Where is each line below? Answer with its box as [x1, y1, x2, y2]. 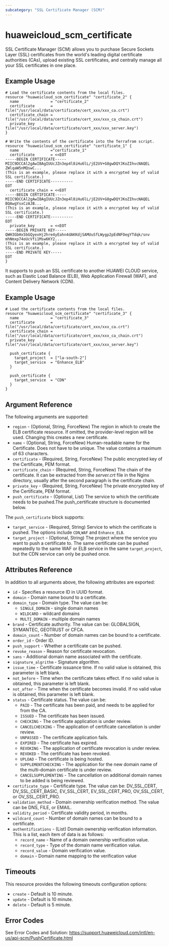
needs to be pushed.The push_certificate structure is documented [12, 499, 150, 505]
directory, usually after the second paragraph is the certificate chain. [12, 478, 155, 483]
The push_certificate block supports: [5, 514, 85, 520]
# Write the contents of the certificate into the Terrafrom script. [5, 139, 155, 144]
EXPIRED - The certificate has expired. [20, 740, 98, 746]
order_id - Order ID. [12, 637, 54, 643]
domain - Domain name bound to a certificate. [12, 594, 107, 600]
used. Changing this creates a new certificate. [12, 434, 108, 440]
